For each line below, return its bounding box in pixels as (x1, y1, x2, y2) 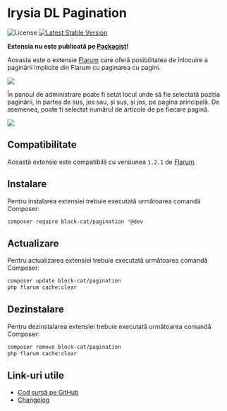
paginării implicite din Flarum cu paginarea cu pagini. (7, 63, 161, 71)
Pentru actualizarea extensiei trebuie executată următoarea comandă (7, 256, 208, 265)
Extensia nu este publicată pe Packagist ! (7, 42, 129, 50)
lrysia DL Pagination (7, 5, 127, 21)
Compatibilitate (7, 139, 77, 151)
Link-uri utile (7, 369, 65, 381)
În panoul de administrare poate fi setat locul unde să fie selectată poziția (7, 90, 221, 98)
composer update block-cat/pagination (7, 278, 121, 285)
